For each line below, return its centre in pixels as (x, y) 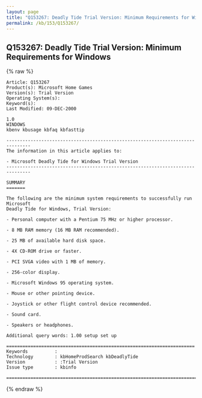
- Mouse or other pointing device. (51, 294)
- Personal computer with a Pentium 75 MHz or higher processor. (90, 220)
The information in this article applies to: (64, 151)
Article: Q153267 (28, 83)
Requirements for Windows (59, 57)
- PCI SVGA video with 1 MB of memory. (56, 262)
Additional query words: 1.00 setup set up (62, 336)
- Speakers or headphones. (40, 325)
